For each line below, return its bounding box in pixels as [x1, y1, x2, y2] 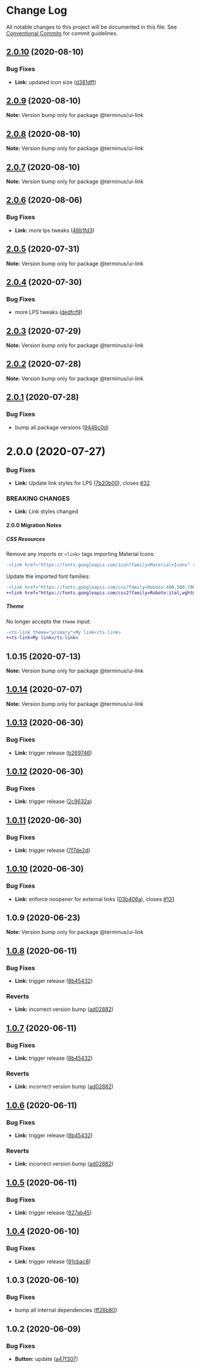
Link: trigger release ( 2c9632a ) [14, 798, 92, 805]
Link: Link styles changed [14, 508, 79, 515]
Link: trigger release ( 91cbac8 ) [14, 1258, 91, 1265]
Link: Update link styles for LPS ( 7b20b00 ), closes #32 [14, 479, 150, 487]
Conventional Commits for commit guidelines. [6, 29, 118, 36]
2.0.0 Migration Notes [6, 521, 62, 528]
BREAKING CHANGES [6, 494, 70, 502]
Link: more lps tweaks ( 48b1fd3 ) [14, 226, 95, 233]
